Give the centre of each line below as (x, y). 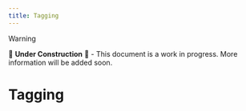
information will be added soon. (60, 62)
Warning (22, 38)
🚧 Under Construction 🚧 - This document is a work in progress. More (123, 54)
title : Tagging (34, 16)
